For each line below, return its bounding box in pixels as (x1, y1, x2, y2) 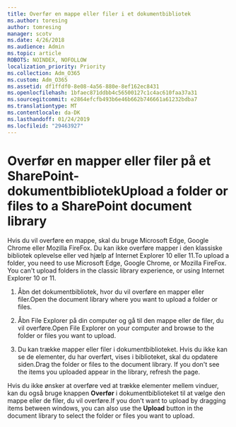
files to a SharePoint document (7, 198, 192, 214)
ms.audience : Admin (7, 43, 65, 50)
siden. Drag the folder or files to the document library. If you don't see (17, 360, 220, 369)
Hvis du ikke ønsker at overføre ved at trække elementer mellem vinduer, (7, 382, 219, 390)
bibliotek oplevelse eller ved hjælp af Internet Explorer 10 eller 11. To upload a (7, 251, 230, 260)
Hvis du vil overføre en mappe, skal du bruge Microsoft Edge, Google (7, 237, 209, 245)
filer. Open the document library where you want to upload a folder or (17, 295, 218, 304)
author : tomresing (7, 23, 61, 30)
